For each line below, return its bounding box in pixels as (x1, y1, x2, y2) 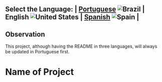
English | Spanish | (5, 13, 139, 22)
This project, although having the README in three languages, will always (5, 43, 157, 49)
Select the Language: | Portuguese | (5, 5, 145, 14)
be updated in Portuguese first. (5, 49, 70, 55)
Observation (5, 30, 45, 38)
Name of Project (5, 66, 74, 78)
